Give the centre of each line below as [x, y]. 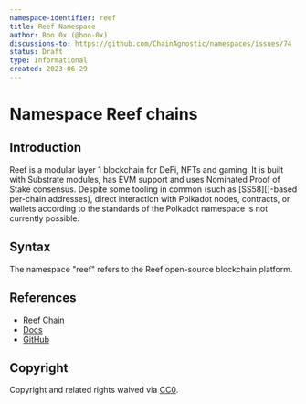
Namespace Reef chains [104, 114]
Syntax [30, 247]
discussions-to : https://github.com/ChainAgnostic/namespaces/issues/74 [151, 43]
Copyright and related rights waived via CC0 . [94, 390]
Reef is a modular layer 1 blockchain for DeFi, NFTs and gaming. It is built [147, 169]
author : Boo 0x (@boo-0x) [58, 35]
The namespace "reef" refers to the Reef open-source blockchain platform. [151, 269]
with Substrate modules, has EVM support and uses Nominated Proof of [145, 179]
